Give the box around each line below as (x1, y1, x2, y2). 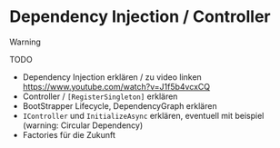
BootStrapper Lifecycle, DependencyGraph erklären (22, 100, 217, 111)
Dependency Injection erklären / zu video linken (22, 71, 202, 83)
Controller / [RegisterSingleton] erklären (22, 91, 178, 102)
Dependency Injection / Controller (9, 6, 271, 27)
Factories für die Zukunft (22, 129, 116, 140)
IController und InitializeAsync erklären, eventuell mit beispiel (22, 110, 265, 121)
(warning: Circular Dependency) (22, 120, 144, 131)
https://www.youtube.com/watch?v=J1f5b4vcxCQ (22, 81, 211, 92)
